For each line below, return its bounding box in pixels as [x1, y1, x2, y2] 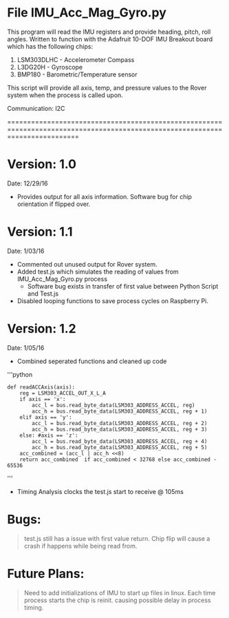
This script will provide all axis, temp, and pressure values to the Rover [7, 83, 207, 92]
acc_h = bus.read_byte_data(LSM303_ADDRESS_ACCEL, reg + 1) [32, 408, 208, 415]
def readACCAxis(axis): [7, 384, 76, 391]
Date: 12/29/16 [7, 179, 48, 187]
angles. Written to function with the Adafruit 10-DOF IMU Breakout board [7, 34, 213, 43]
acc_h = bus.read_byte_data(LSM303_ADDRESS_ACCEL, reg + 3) [32, 426, 208, 433]
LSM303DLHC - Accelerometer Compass [17, 55, 135, 63]
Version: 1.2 [7, 321, 77, 336]
